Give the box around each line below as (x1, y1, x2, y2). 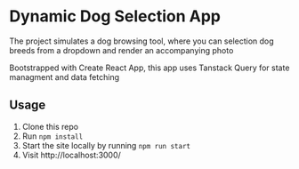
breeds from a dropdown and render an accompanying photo (9, 44, 234, 55)
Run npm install (21, 131, 84, 141)
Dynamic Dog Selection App (9, 6, 221, 27)
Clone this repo (21, 121, 78, 132)
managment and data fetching (9, 71, 120, 82)
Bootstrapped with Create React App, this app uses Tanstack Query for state (9, 62, 290, 73)
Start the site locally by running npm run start (21, 140, 191, 150)
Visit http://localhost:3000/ (21, 149, 122, 160)
